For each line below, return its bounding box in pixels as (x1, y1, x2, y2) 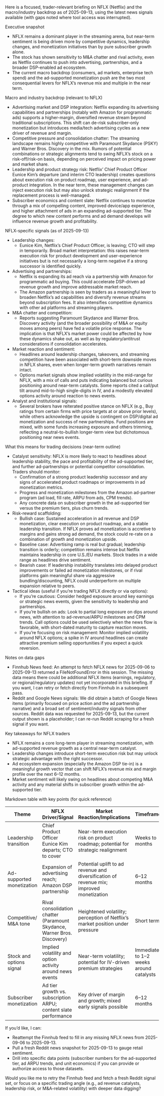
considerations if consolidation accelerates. (19, 341, 107, 347)
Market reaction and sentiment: (12, 346, 76, 352)
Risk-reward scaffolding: (12, 510, 62, 516)
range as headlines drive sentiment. (19, 557, 92, 563)
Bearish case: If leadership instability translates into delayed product (19, 562, 158, 568)
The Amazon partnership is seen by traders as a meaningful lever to (19, 289, 156, 295)
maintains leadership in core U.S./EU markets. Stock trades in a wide (19, 552, 158, 558)
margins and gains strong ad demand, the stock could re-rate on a (19, 531, 153, 537)
